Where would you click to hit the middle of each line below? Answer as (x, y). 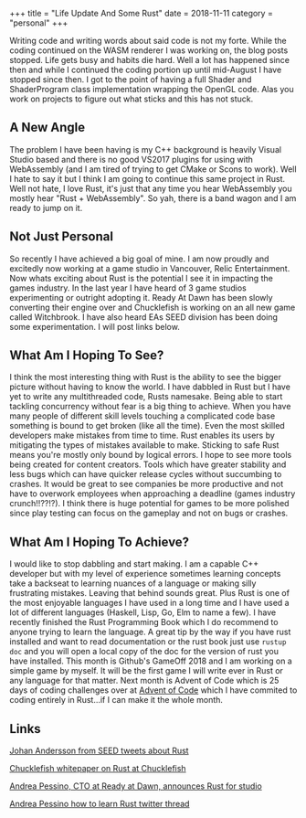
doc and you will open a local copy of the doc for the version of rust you (144, 652)
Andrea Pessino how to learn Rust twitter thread (100, 804)
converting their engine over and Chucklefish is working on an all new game (153, 307)
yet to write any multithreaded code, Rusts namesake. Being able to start (146, 397)
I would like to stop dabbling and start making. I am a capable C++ (134, 564)
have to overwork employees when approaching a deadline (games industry (153, 494)
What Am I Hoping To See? (87, 356)
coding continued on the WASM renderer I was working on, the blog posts (149, 50)
